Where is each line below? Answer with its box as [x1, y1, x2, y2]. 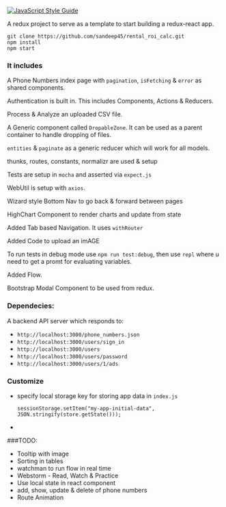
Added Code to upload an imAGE [7, 237, 100, 245]
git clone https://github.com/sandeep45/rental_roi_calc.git [7, 33, 185, 40]
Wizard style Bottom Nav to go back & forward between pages [7, 197, 183, 206]
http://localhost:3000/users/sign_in [16, 338, 125, 345]
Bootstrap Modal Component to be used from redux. [7, 284, 155, 293]
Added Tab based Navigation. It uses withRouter [7, 223, 143, 232]
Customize [7, 376, 44, 386]
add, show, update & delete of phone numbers [16, 486, 147, 494]
